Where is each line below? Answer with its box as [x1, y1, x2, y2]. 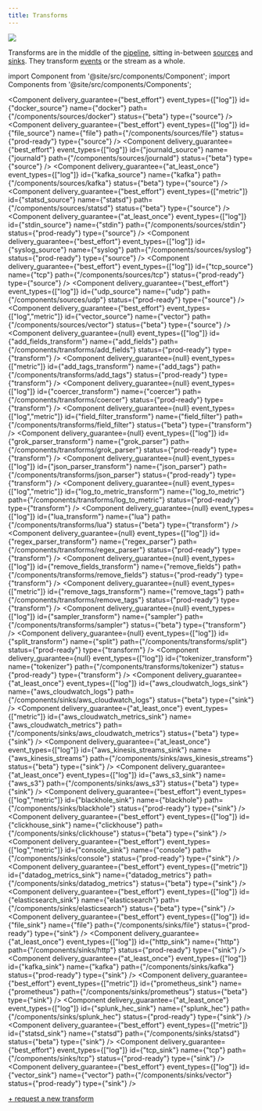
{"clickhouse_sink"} [8, 820, 72, 829]
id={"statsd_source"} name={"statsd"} [8, 195, 132, 204]
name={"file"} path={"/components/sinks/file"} [48, 920, 200, 930]
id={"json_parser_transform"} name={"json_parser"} [37, 461, 207, 471]
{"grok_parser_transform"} [8, 436, 94, 446]
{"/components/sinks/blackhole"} [8, 803, 116, 813]
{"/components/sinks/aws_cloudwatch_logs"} [8, 695, 156, 705]
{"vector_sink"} [8, 1070, 57, 1080]
